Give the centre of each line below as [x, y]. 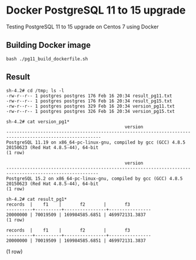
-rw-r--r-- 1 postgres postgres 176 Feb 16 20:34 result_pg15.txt [89, 101]
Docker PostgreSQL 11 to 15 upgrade [96, 10]
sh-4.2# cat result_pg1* [36, 199]
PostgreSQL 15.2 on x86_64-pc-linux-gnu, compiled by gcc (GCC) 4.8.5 [94, 178]
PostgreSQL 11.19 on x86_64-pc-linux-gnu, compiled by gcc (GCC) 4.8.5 [96, 142]
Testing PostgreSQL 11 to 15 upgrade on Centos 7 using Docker [82, 27]
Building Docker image [49, 45]
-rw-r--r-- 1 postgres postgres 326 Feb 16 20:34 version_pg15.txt [91, 111]
